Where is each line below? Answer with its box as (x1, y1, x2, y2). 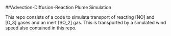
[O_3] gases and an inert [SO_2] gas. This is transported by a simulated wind (5, 20, 166, 25)
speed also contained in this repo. (5, 25, 77, 31)
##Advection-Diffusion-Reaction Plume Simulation (5, 5, 111, 10)
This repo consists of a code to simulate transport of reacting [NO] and (5, 14, 155, 20)
